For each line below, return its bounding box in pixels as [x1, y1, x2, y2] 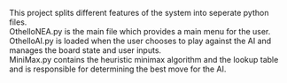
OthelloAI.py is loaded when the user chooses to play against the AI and [9, 35, 272, 46]
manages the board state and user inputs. [9, 45, 162, 56]
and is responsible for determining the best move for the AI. [9, 64, 227, 74]
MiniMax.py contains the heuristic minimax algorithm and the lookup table [9, 55, 279, 64]
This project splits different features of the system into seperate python [9, 8, 269, 18]
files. [9, 17, 27, 27]
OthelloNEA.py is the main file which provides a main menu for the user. [9, 26, 271, 36]
